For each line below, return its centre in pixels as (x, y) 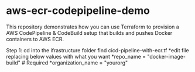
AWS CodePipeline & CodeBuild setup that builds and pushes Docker (89, 33)
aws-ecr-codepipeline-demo (78, 11)
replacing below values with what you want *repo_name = (76, 56)
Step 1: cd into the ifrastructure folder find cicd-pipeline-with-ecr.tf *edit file (97, 50)
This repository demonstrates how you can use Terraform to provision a (93, 27)
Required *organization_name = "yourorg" (77, 63)
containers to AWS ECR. (35, 39)
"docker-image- (167, 56)
